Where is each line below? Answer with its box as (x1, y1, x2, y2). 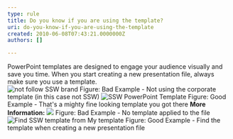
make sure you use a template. (7, 77, 97, 86)
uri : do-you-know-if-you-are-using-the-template (7, 23, 154, 30)
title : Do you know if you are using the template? (7, 17, 163, 24)
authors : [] (7, 37, 43, 44)
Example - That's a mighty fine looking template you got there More (7, 100, 206, 109)
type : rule (7, 10, 40, 18)
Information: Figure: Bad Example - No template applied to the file (7, 109, 211, 117)
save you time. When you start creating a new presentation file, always (7, 70, 215, 79)
